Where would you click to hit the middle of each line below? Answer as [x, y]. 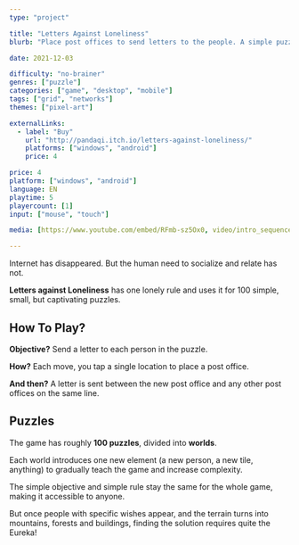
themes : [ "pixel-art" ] [51, 107]
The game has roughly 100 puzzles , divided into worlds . [113, 442]
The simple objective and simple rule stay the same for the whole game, [141, 486]
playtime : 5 [31, 197]
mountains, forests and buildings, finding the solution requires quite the [140, 523]
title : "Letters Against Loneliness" [79, 33]
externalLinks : [37, 123]
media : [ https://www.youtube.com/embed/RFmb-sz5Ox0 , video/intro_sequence [151, 230]
